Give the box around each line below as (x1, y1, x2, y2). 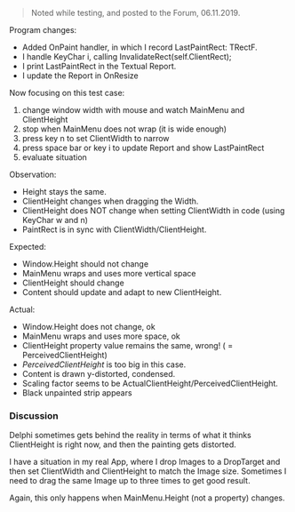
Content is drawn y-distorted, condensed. (21, 369, 176, 379)
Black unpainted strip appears (21, 388, 132, 398)
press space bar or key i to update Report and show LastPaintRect (21, 142, 265, 153)
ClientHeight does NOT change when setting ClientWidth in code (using (21, 205, 285, 216)
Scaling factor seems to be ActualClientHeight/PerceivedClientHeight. (21, 378, 278, 388)
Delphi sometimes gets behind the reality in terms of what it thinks (9, 430, 251, 441)
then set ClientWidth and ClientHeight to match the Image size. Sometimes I (9, 466, 287, 476)
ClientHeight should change (21, 277, 124, 288)
